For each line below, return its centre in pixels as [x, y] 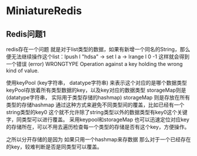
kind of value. [23, 71]
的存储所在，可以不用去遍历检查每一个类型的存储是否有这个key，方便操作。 [98, 127]
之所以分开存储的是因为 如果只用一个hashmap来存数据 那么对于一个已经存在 [98, 139]
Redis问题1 [26, 34]
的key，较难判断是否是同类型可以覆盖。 [54, 147]
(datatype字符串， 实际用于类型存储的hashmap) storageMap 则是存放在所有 [98, 97]
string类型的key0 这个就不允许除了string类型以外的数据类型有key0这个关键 [97, 112]
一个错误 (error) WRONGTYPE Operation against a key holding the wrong [95, 64]
